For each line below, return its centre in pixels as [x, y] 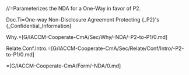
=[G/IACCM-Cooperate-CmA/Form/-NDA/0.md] [64, 66]
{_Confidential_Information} [39, 26]
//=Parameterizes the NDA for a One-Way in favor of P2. [73, 8]
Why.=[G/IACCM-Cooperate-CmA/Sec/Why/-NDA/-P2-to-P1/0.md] [87, 37]
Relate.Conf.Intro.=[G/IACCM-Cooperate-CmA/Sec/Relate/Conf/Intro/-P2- [95, 48]
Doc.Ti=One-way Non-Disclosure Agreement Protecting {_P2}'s [83, 19]
